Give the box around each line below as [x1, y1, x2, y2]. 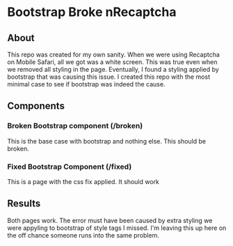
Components [7, 100, 65, 112]
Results [7, 198, 41, 210]
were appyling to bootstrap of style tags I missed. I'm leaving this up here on [7, 224, 227, 232]
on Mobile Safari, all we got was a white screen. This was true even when [7, 58, 218, 66]
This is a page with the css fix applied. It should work [7, 177, 160, 185]
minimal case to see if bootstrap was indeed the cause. [7, 80, 166, 88]
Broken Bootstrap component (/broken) [7, 121, 143, 131]
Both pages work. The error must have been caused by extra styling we [7, 216, 213, 224]
